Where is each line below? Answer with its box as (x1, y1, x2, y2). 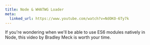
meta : (5, 12, 16, 16)
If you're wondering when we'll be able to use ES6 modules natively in (5, 30, 146, 35)
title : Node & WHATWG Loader (5, 7, 64, 12)
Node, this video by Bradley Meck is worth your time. (5, 34, 111, 40)
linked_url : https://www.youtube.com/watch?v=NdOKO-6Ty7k (9, 16, 130, 21)
